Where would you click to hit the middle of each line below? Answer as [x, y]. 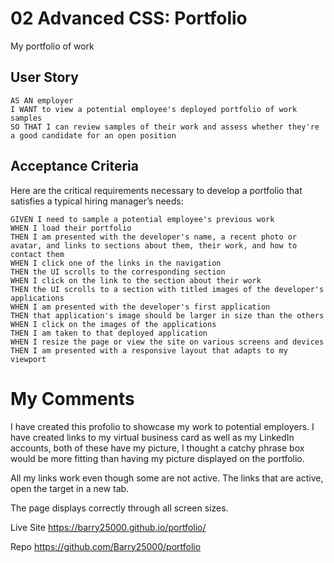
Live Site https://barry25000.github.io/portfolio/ [108, 527]
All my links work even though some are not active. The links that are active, [167, 478]
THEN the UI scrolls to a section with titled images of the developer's [167, 289]
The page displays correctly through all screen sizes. [119, 508]
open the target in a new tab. [70, 488]
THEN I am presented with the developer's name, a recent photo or [154, 237]
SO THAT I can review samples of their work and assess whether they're [165, 127]
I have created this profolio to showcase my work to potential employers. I [162, 426]
